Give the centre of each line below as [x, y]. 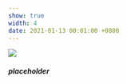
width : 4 [23, 23]
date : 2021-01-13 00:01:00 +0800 [64, 30]
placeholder [29, 71]
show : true [26, 16]
